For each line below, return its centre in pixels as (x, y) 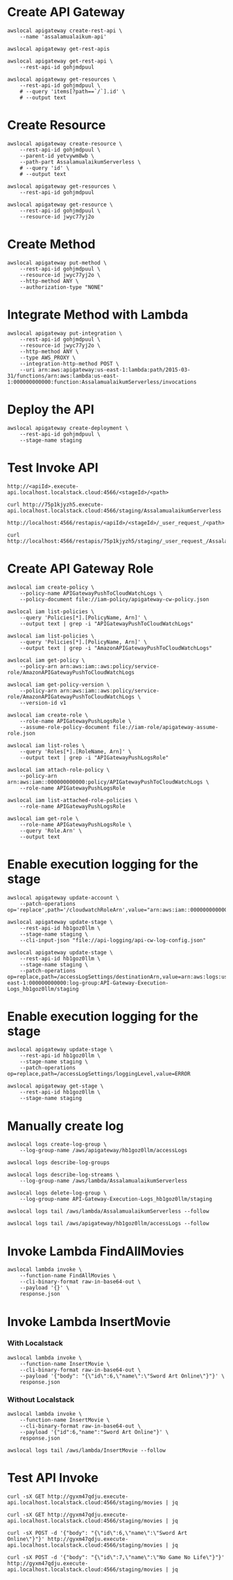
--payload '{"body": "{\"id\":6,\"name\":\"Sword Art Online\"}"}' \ (122, 1376)
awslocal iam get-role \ (43, 818)
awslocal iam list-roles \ (46, 745)
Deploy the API (51, 409)
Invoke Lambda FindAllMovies (96, 1251)
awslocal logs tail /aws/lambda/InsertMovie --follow (87, 1451)
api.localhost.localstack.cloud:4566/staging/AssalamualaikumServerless (114, 511)
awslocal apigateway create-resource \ (65, 143)
